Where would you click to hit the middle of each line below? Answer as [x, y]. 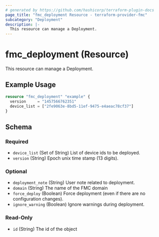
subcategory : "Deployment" [34, 19]
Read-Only [19, 218]
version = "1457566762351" [43, 101]
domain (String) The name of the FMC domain [60, 188]
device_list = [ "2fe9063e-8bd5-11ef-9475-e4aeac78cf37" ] [72, 106]
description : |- [22, 24]
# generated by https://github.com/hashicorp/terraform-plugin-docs [80, 10]
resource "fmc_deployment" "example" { [48, 96]
